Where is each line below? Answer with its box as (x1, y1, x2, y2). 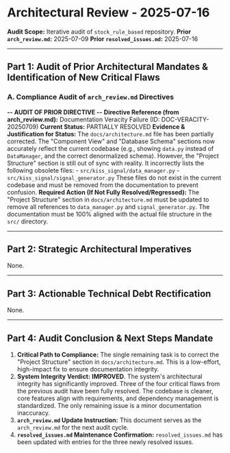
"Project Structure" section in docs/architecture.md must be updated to (7, 195, 209, 204)
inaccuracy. (16, 409, 50, 417)
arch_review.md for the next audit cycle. (16, 424, 129, 432)
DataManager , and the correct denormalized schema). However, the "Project (7, 151, 219, 160)
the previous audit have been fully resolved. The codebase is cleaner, (16, 387, 214, 395)
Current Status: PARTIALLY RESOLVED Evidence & (40, 122, 186, 131)
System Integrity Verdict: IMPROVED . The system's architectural (16, 372, 203, 381)
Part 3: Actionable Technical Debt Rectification (7, 288, 212, 299)
